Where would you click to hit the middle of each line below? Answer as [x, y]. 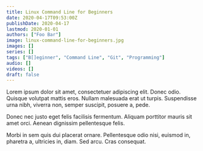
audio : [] [19, 63]
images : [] [20, 46]
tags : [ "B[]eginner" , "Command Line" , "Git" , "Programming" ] [86, 57]
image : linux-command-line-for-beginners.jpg [65, 40]
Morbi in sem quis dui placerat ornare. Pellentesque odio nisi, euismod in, [98, 135]
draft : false [23, 75]
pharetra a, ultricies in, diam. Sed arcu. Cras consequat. [76, 142]
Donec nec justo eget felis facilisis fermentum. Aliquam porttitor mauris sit [99, 117]
